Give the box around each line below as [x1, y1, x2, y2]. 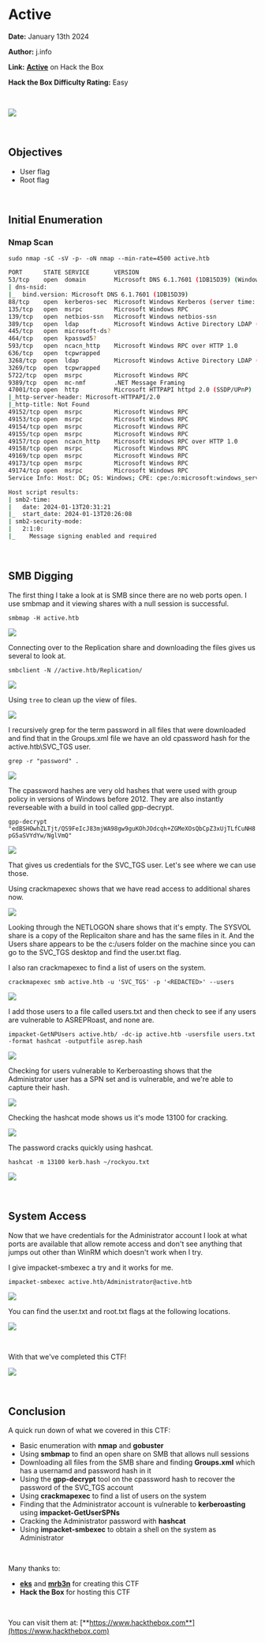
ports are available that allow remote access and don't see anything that [8, 1239, 243, 1248]
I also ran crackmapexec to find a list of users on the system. [8, 963, 207, 972]
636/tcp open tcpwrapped [8, 350, 101, 357]
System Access [8, 1210, 87, 1223]
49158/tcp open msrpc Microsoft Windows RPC [8, 444, 189, 453]
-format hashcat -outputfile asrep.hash [8, 1037, 144, 1045]
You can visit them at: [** [8, 1618, 90, 1627]
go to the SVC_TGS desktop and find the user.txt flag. [8, 947, 181, 956]
